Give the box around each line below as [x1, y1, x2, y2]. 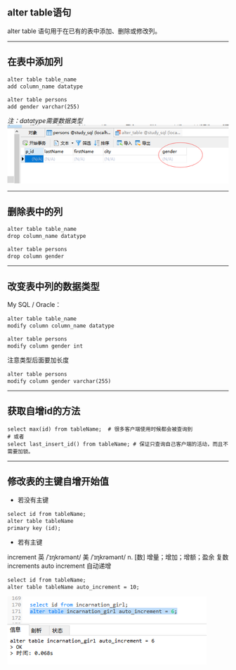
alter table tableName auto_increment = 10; [7, 583, 140, 590]
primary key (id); [7, 524, 61, 531]
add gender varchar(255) [7, 103, 80, 110]
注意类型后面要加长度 [7, 356, 69, 365]
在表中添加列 [7, 56, 63, 68]
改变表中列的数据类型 [7, 280, 100, 292]
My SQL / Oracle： [7, 301, 62, 309]
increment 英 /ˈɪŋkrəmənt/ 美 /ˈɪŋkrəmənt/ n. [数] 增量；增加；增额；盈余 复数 [7, 552, 229, 561]
